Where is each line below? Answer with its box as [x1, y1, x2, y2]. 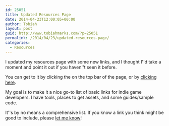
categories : [5, 40, 30, 45]
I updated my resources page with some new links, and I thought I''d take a [5, 58, 161, 65]
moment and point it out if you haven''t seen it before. [5, 64, 117, 70]
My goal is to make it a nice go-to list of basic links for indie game [5, 89, 142, 95]
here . [5, 79, 16, 85]
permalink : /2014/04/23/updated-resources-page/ [5, 36, 109, 41]
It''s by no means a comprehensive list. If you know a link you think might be [5, 109, 164, 115]
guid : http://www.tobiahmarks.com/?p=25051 [5, 31, 98, 36]
